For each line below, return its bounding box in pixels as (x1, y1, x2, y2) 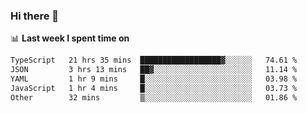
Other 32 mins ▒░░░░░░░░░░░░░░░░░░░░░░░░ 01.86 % (10, 92, 298, 103)
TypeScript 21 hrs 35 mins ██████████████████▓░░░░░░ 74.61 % (10, 55, 298, 66)
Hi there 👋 (10, 9, 60, 23)
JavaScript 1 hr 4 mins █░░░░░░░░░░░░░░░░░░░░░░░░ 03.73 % (10, 83, 298, 93)
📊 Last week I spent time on (10, 32, 130, 44)
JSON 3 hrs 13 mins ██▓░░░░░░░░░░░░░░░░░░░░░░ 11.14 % (10, 65, 298, 75)
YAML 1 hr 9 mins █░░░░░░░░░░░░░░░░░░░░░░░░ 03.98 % (10, 74, 298, 84)
